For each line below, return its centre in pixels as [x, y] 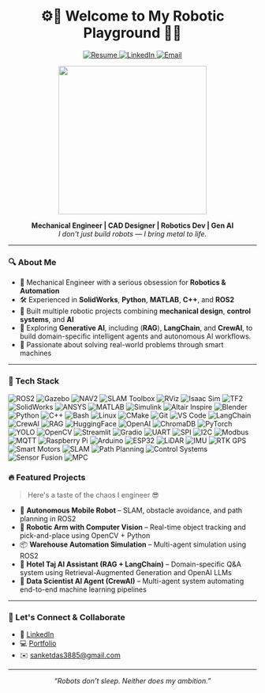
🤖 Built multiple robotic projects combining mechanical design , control [135, 311]
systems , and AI [47, 320]
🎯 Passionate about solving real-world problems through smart [121, 345]
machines [35, 353]
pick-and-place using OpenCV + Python [85, 535]
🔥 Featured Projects [47, 478]
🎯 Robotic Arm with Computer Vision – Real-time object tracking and [132, 527]
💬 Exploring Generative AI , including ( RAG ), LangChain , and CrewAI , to [136, 328]
